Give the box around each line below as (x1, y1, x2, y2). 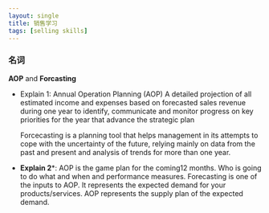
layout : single (8, 11, 59, 20)
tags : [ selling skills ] (8, 27, 88, 35)
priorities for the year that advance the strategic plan (19, 114, 195, 125)
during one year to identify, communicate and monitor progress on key (19, 106, 255, 116)
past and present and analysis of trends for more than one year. (19, 147, 231, 157)
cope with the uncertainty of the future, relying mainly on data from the (19, 138, 255, 149)
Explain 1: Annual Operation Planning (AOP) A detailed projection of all (19, 89, 252, 99)
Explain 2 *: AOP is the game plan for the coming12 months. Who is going (19, 162, 262, 173)
